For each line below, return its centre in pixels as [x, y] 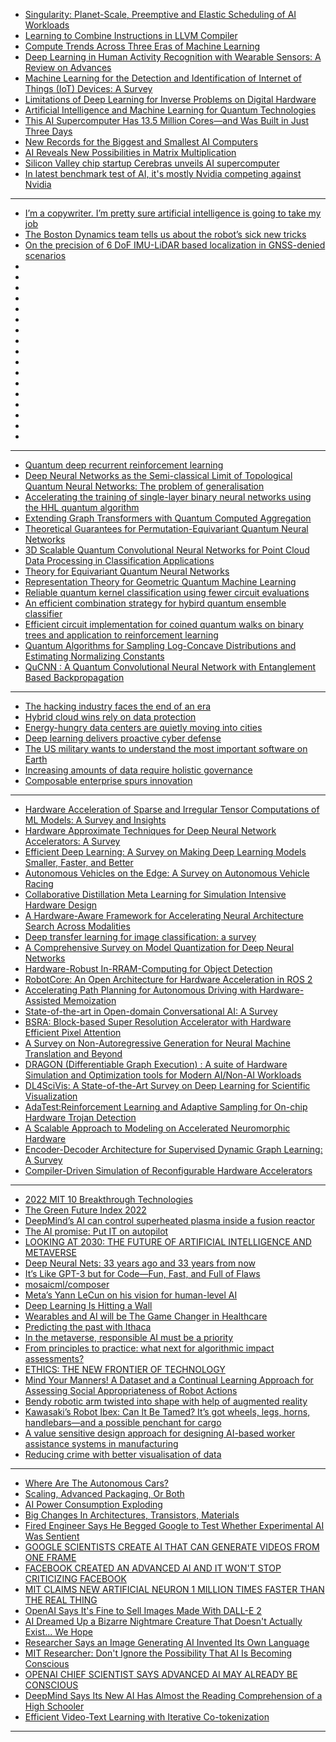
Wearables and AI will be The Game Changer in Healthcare [146, 1316]
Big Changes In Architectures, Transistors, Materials [132, 1515]
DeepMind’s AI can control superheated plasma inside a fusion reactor [169, 1220]
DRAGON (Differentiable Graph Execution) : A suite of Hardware [156, 1064]
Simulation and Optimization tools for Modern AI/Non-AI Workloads [163, 1075]
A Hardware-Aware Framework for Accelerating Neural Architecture [164, 915]
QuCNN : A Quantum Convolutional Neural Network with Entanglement [170, 667]
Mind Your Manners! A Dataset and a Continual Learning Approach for [169, 1380]
